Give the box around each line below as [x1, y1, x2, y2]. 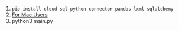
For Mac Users [11, 11, 48, 18]
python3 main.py [11, 18, 53, 24]
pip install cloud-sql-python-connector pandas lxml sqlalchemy [11, 6, 174, 12]
